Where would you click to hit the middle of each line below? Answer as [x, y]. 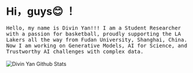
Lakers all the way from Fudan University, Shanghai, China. [97, 39]
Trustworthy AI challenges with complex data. [75, 51]
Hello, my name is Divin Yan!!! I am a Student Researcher [94, 28]
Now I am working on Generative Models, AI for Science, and [97, 45]
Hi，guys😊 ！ [41, 11]
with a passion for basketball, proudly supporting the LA [94, 34]
